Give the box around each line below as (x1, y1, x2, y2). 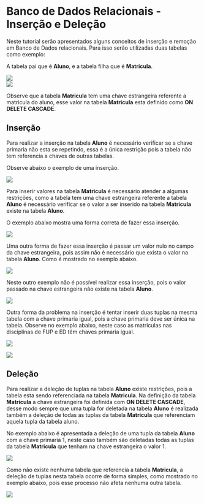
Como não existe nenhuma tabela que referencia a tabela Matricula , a (6, 466, 183, 473)
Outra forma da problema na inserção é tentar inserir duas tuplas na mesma (6, 308, 198, 316)
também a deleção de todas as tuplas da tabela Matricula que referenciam (6, 411, 195, 418)
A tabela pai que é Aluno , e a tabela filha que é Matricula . (6, 63, 153, 70)
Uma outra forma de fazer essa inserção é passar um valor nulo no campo (6, 242, 194, 250)
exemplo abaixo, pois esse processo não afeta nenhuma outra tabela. (6, 479, 182, 486)
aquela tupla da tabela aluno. (6, 418, 80, 425)
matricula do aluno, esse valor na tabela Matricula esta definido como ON (6, 98, 194, 105)
